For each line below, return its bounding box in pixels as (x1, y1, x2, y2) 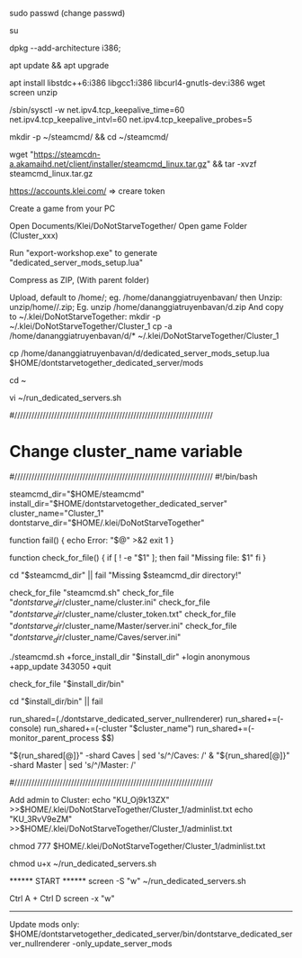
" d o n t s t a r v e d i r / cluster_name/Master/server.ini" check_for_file (9, 620, 237, 634)
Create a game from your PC (9, 203, 116, 214)
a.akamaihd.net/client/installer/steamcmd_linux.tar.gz (9, 159, 208, 169)
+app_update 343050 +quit (9, 661, 111, 672)
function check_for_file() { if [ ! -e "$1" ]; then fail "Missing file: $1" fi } (9, 552, 267, 562)
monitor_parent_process (9, 733, 100, 744)
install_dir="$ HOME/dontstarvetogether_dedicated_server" (9, 497, 227, 508)
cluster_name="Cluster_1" (9, 507, 105, 518)
